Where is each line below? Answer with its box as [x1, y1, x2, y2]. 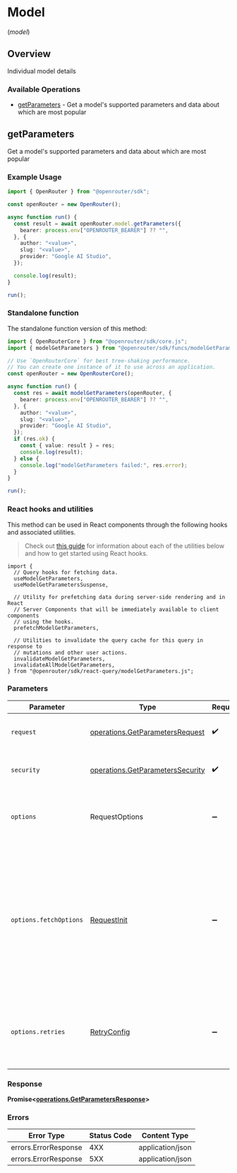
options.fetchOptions [11, 916, 83, 924]
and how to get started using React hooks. [24, 549, 148, 557]
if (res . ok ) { [13, 435, 55, 443]
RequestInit [90, 915, 128, 925]
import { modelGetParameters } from [7, 344, 115, 351]
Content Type [141, 1131, 189, 1141]
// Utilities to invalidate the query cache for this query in [13, 636, 203, 644]
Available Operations [7, 84, 81, 94]
